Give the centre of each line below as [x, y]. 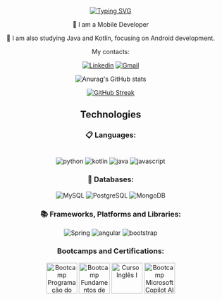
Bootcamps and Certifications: [111, 251]
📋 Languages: [111, 135]
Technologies [111, 115]
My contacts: [111, 52]
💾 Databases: [111, 179]
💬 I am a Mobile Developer [111, 24]
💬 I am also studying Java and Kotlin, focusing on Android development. [111, 38]
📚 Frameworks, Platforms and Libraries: [111, 214]
